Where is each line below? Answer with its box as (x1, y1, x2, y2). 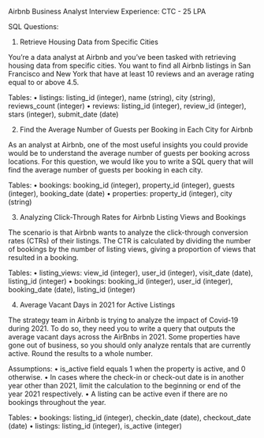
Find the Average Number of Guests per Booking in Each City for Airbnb (19, 125, 254, 134)
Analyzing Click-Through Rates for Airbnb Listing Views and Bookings (19, 213, 247, 221)
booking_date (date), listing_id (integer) (8, 285, 136, 294)
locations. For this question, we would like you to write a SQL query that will (8, 157, 254, 166)
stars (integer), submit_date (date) (8, 109, 119, 119)
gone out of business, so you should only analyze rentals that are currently (8, 340, 251, 350)
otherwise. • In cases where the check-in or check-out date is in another (8, 373, 244, 381)
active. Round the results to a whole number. (8, 349, 154, 358)
